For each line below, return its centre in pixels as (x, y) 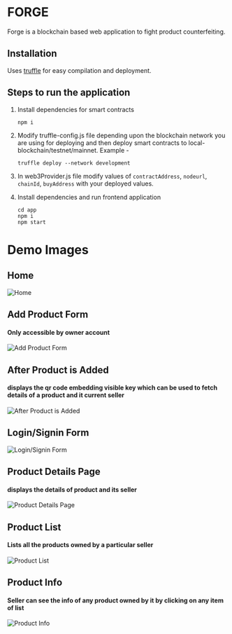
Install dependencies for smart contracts (76, 109)
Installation (32, 54)
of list (16, 607)
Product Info (35, 583)
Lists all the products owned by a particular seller (80, 545)
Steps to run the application (69, 93)
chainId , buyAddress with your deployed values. (85, 184)
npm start (32, 222)
